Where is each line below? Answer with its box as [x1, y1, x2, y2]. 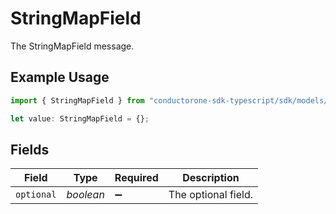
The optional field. [168, 188, 254, 202]
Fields [10, 141, 50, 158]
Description [182, 171, 240, 185]
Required [114, 171, 159, 185]
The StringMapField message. [10, 40, 135, 52]
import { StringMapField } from [10, 95, 145, 106]
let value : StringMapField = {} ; [10, 113, 150, 124]
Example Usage [10, 69, 110, 86]
